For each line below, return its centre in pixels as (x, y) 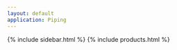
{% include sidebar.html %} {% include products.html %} (88, 39)
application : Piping (37, 20)
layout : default (31, 13)
